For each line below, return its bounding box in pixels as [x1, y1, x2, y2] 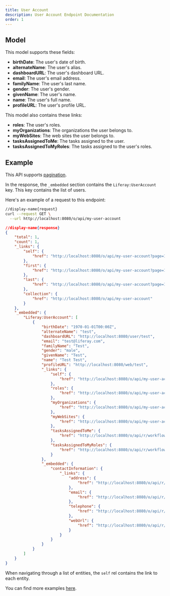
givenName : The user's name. [12, 91, 77, 98]
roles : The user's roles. [12, 122, 62, 128]
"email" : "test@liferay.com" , [41, 338, 105, 343]
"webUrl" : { [68, 518, 94, 523]
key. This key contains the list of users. [5, 187, 87, 193]
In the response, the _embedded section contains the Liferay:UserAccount [5, 181, 156, 187]
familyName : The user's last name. [12, 81, 87, 87]
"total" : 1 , [14, 235, 39, 240]
